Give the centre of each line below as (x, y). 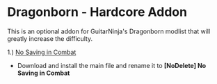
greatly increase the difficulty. (50, 38)
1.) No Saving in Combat (42, 52)
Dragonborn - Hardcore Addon (97, 12)
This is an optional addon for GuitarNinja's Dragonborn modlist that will (109, 31)
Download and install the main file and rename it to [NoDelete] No (112, 65)
